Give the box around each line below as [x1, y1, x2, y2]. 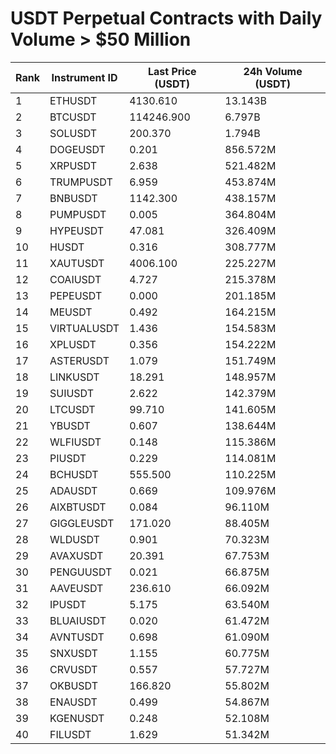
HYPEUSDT [49, 223, 105, 237]
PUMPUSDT [49, 207, 107, 221]
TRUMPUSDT [49, 175, 113, 189]
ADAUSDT [49, 483, 98, 497]
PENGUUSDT [49, 565, 113, 579]
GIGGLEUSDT [49, 516, 115, 530]
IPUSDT [49, 597, 87, 611]
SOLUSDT [49, 126, 98, 140]
